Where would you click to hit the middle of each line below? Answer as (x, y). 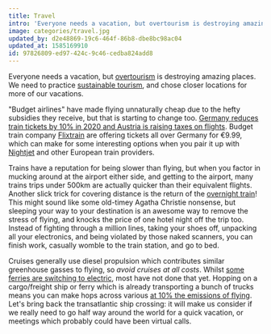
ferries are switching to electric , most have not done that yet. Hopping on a (133, 278)
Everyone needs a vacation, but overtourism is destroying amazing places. (132, 76)
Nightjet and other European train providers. (81, 152)
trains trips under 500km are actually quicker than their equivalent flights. (130, 185)
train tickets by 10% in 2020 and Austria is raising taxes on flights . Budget (131, 127)
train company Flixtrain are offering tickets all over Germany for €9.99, (125, 135)
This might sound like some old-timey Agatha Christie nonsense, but (122, 202)
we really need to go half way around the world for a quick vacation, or (126, 313)
